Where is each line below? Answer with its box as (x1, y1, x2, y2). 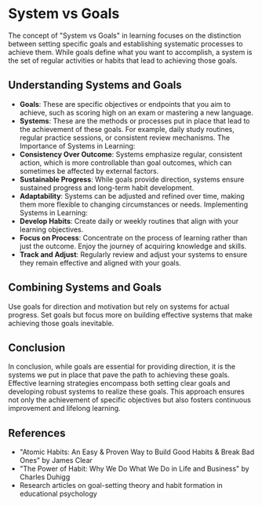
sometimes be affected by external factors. (19, 166, 159, 175)
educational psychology (19, 489, 98, 499)
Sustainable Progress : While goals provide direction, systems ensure (19, 174, 245, 184)
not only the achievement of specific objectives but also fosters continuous (8, 395, 251, 405)
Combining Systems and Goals (8, 280, 162, 295)
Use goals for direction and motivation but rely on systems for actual (8, 302, 230, 311)
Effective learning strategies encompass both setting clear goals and (8, 379, 231, 388)
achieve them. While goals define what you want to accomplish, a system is (8, 47, 253, 57)
